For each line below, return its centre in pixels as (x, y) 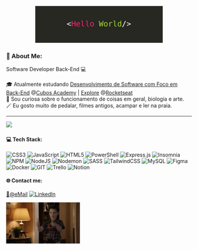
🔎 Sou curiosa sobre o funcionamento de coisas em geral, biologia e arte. (95, 99)
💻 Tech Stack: (24, 139)
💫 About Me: (24, 56)
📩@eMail (17, 194)
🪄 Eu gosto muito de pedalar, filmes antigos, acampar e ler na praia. (89, 106)
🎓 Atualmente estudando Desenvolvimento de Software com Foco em (92, 84)
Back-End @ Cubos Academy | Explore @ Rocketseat (70, 93)
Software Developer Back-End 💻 (46, 69)
